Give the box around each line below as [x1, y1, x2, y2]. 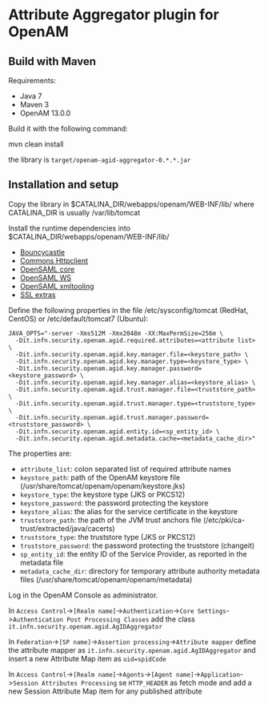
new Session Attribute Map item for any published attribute [8, 686, 202, 696]
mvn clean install [8, 139, 64, 149]
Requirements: [8, 76, 56, 85]
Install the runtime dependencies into [8, 223, 130, 233]
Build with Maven [8, 54, 97, 68]
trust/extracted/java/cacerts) [19, 523, 115, 533]
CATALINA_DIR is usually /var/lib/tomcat [8, 207, 141, 217]
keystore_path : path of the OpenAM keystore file [19, 473, 181, 482]
